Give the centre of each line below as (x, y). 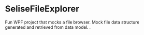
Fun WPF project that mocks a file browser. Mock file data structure (72, 22)
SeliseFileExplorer (42, 9)
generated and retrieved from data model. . (48, 27)
